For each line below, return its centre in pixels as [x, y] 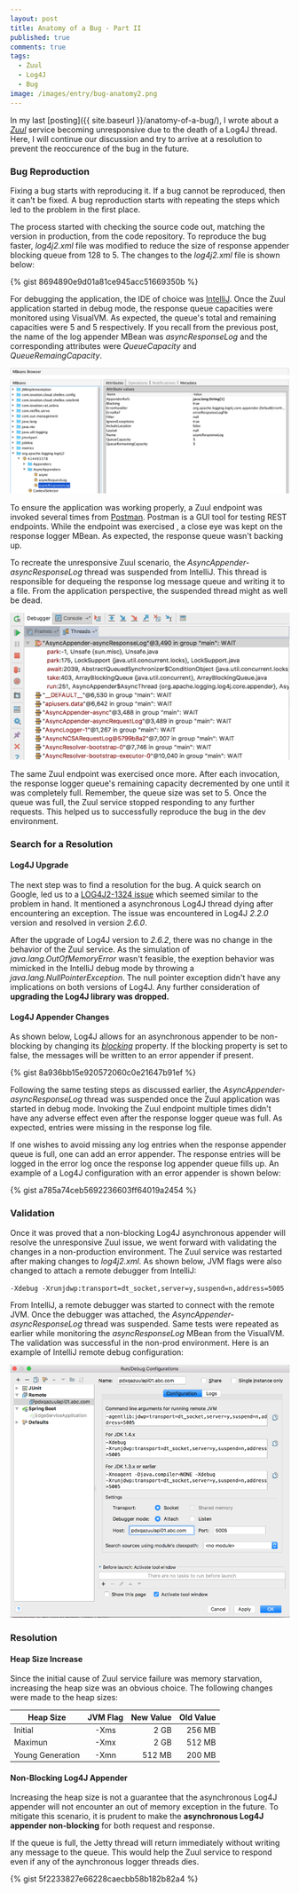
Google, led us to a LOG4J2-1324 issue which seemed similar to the [134, 895]
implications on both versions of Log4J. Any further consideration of [135, 987]
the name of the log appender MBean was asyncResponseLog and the [139, 337]
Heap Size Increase [47, 1659]
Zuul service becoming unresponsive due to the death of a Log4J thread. [144, 130]
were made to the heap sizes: [64, 1698]
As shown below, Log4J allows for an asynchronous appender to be [134, 1037]
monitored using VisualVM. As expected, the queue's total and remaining [143, 317]
